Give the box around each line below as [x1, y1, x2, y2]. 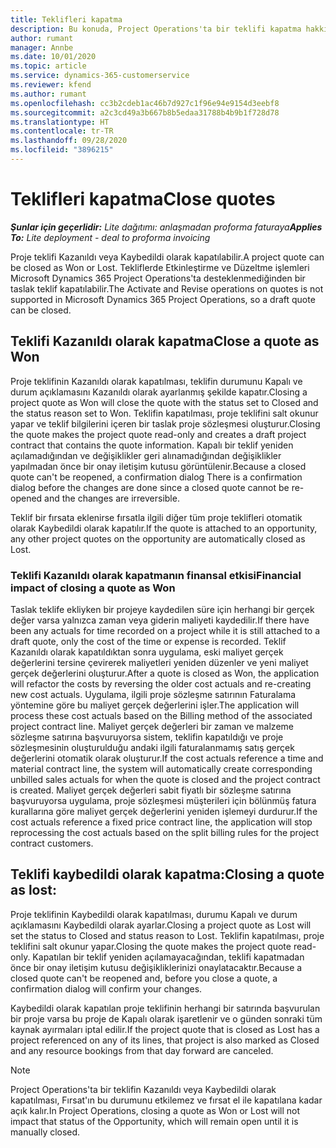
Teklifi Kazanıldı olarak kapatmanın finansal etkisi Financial [10, 568, 302, 582]
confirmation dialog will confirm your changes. [10, 982, 203, 995]
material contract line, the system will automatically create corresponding [10, 762, 313, 775]
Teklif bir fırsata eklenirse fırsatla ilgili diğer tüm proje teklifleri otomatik [10, 511, 303, 523]
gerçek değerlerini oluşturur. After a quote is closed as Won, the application [10, 667, 320, 679]
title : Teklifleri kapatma [10, 14, 123, 25]
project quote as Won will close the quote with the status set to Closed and [10, 396, 319, 408]
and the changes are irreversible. [44, 492, 180, 504]
